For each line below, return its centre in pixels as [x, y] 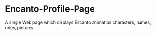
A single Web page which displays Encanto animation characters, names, [78, 22]
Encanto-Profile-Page [50, 9]
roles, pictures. [20, 27]
